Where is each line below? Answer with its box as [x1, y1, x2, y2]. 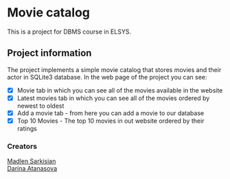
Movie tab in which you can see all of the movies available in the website [16, 86, 223, 94]
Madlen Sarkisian [7, 157, 56, 165]
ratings [16, 125, 38, 132]
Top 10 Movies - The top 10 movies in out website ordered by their [16, 117, 205, 125]
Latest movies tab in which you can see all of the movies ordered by [16, 94, 210, 102]
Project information [7, 47, 92, 59]
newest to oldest [16, 102, 65, 110]
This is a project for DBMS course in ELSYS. [7, 27, 132, 36]
